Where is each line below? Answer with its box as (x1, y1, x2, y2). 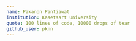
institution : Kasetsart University (6, 14, 97, 20)
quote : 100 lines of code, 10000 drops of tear (6, 20, 130, 26)
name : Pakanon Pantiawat (6, 8, 70, 15)
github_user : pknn (6, 25, 53, 32)
